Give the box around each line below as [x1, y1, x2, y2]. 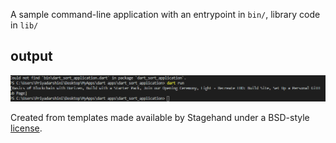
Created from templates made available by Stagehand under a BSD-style [10, 111, 310, 123]
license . [10, 122, 43, 134]
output [10, 48, 53, 65]
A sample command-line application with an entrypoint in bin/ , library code [10, 9, 321, 20]
